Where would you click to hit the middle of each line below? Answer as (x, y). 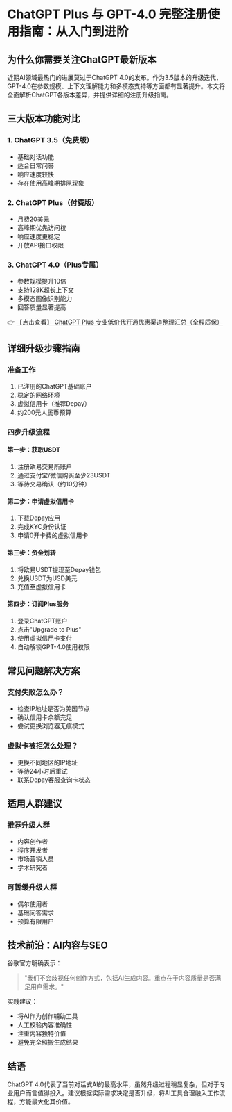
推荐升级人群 (29, 825)
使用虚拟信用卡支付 (45, 638)
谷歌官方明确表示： (35, 963)
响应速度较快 (35, 174)
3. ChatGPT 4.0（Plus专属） (55, 265)
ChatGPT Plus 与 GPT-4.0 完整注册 (107, 14)
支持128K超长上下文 (46, 290)
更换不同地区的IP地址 (47, 762)
